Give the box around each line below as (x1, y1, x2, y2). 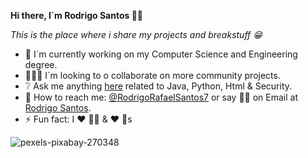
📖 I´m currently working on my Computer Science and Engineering (24, 48, 298, 60)
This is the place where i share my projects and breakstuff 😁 (10, 29, 263, 40)
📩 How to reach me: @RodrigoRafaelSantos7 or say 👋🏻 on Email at (24, 91, 298, 103)
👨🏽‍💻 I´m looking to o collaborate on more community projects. (24, 70, 281, 81)
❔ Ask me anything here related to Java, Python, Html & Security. (24, 80, 293, 92)
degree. (24, 59, 58, 70)
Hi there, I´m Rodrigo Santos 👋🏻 (10, 10, 144, 21)
